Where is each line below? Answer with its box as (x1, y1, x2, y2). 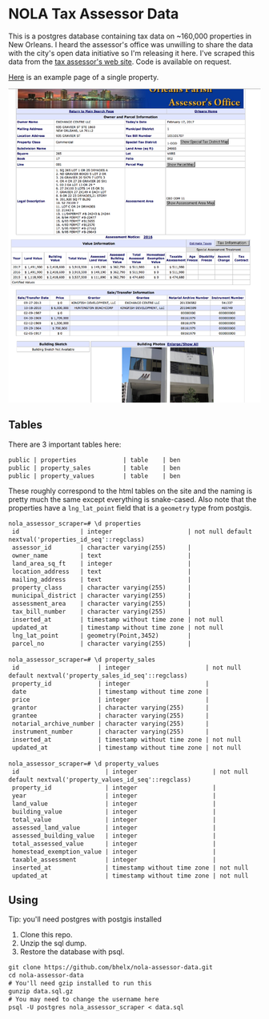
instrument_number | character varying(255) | (11, 728, 210, 736)
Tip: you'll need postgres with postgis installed (8, 914, 162, 925)
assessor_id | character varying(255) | (11, 544, 192, 552)
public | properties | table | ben (8, 455, 181, 464)
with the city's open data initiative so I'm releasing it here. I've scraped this (8, 48, 255, 58)
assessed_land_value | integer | (11, 824, 217, 832)
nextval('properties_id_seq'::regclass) (8, 536, 146, 544)
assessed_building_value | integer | (11, 832, 217, 840)
